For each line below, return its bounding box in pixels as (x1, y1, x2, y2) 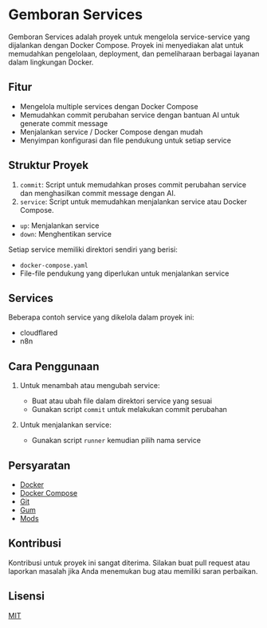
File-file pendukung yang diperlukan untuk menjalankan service (19, 269, 230, 278)
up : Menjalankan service (19, 221, 100, 230)
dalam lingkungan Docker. (8, 57, 94, 67)
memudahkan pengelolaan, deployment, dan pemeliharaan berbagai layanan (8, 49, 260, 58)
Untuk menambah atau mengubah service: (19, 381, 161, 391)
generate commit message (19, 118, 108, 128)
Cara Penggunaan (8, 359, 100, 373)
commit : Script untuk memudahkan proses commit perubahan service (19, 179, 247, 189)
